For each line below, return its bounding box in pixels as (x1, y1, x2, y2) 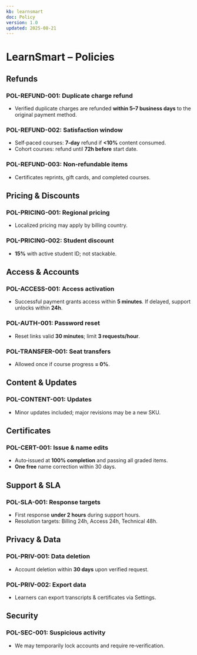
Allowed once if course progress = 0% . (14, 360, 110, 367)
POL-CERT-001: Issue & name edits (6, 443, 109, 452)
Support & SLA (6, 480, 61, 490)
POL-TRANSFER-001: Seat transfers (6, 347, 111, 356)
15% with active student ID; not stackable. (14, 250, 117, 257)
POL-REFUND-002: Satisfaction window (6, 126, 123, 134)
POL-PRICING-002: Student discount (6, 236, 114, 245)
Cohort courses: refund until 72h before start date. (14, 146, 138, 153)
